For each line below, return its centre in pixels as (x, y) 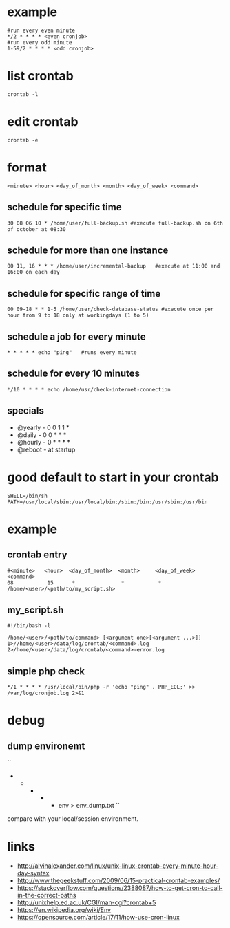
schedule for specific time (64, 207)
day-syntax (33, 873)
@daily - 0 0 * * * (42, 435)
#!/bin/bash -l (29, 626)
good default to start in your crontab (113, 477)
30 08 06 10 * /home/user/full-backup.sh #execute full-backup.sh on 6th (115, 223)
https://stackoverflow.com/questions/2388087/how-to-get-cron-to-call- (120, 888)
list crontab (40, 76)
